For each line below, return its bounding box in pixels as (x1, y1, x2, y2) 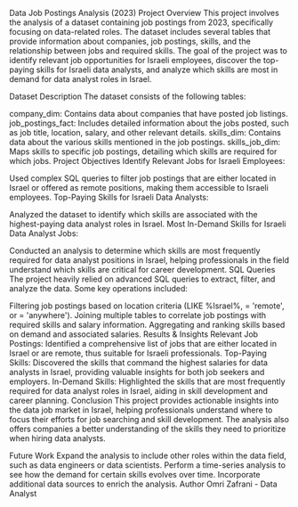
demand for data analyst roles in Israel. (9, 74, 152, 84)
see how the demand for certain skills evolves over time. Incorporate (9, 470, 261, 479)
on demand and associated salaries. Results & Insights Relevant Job (9, 329, 259, 339)
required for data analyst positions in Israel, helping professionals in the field (9, 255, 289, 266)
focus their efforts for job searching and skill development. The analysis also (9, 414, 289, 424)
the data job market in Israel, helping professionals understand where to (9, 405, 273, 415)
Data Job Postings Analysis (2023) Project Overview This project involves (9, 8, 280, 18)
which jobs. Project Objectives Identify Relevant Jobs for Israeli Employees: (9, 156, 286, 166)
